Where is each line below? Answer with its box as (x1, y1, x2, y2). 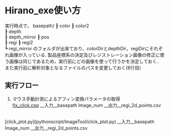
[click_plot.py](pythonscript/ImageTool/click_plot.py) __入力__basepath (5, 119, 155, 125)
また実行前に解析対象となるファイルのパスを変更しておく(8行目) (5, 65, 141, 71)
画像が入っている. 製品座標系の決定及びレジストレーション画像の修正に (9, 52, 160, 58)
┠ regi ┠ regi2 (5, 39, 33, 45)
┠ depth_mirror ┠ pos (5, 34, 49, 40)
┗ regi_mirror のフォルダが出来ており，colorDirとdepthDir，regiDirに (5, 45, 149, 51)
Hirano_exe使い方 (5, 5, 81, 16)
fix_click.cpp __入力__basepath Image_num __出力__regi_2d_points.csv (12, 102, 161, 108)
